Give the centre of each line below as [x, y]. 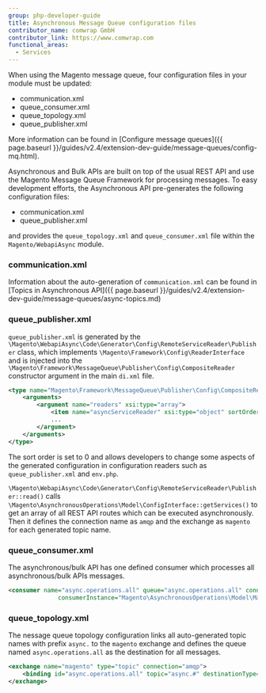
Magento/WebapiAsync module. [56, 244]
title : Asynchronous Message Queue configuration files [102, 23]
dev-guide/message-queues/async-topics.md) [85, 299]
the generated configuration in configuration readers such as [108, 465]
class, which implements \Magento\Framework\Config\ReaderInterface [131, 352]
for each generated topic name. [60, 529]
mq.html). [24, 156]
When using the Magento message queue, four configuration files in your [127, 75]
